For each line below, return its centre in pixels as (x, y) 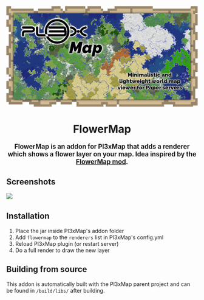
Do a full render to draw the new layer (63, 250)
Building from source (47, 269)
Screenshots (31, 182)
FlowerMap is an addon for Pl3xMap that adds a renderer (102, 147)
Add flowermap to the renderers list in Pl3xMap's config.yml (89, 237)
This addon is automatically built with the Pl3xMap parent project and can (98, 284)
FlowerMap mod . (102, 162)
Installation (28, 216)
